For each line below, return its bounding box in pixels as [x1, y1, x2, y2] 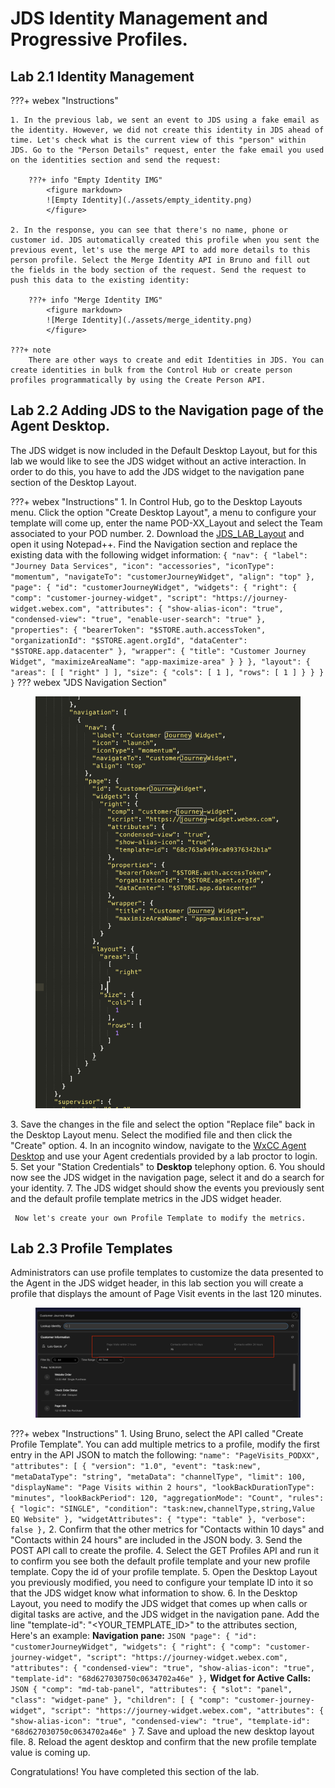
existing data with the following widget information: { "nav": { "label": [10, 548, 309, 561]
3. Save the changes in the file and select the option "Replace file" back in [10, 1118, 316, 1130]
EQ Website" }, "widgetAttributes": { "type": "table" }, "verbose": [10, 1515, 307, 1525]
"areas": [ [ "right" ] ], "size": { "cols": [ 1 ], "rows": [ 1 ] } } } [10, 667, 325, 677]
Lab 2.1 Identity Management [10, 68, 195, 85]
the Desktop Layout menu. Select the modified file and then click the [10, 1128, 293, 1141]
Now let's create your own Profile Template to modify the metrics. [14, 1213, 307, 1223]
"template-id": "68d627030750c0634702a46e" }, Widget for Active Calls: [10, 1672, 312, 1684]
